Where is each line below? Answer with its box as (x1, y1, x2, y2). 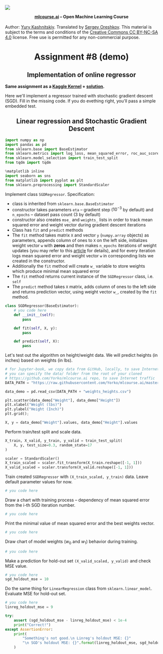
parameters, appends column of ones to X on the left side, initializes (12, 238, 148, 243)
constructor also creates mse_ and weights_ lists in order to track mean (12, 217, 153, 223)
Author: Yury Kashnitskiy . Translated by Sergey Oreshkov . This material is (5, 24, 152, 30)
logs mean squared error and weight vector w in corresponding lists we (12, 253, 154, 259)
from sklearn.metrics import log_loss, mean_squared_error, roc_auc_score (5, 151, 160, 156)
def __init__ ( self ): (14, 312, 55, 317)
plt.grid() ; (5, 412, 29, 416)
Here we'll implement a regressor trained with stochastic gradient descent (5, 93, 153, 98)
